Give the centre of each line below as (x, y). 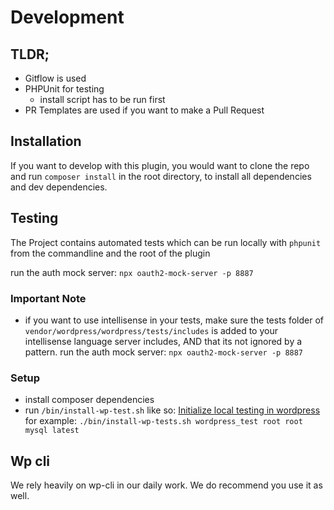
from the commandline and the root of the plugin (110, 253)
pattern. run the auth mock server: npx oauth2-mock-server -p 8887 (164, 352)
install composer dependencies (89, 400)
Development (67, 17)
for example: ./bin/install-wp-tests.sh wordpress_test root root (163, 421)
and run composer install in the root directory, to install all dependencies (161, 176)
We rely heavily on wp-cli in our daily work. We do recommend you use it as (166, 485)
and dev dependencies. (59, 187)
